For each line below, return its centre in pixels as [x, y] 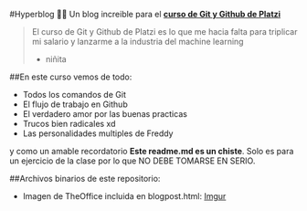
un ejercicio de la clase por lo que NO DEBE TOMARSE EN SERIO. [132, 161]
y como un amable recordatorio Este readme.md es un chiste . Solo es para [152, 151]
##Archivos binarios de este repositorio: [85, 179]
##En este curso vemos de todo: [71, 77]
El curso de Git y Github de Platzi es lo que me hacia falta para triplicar [164, 32]
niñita [56, 59]
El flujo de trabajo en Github [75, 104]
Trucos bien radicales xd [69, 124]
